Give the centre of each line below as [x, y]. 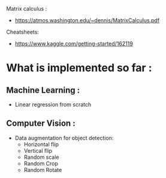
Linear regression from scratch [53, 104]
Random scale [41, 157]
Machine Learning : [43, 90]
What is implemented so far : [79, 68]
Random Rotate [43, 170]
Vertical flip [38, 150]
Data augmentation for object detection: [64, 138]
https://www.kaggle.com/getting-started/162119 [74, 44]
